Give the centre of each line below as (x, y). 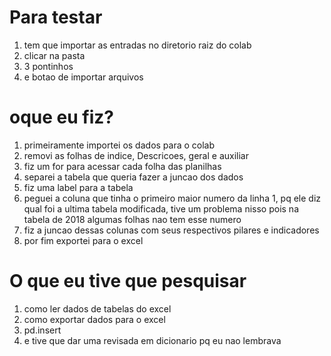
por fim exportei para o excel (83, 240)
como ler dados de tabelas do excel (97, 308)
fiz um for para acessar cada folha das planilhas (122, 166)
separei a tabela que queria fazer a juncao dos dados (133, 177)
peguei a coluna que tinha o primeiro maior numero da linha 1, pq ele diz (172, 198)
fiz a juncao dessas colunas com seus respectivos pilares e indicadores (171, 230)
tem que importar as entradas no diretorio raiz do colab (137, 45)
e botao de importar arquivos (83, 77)
